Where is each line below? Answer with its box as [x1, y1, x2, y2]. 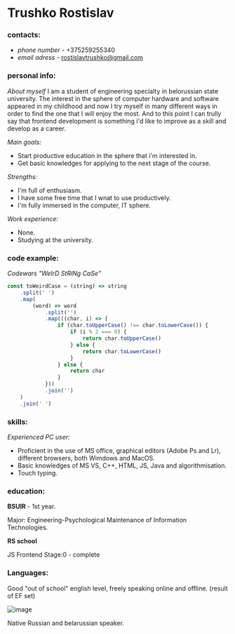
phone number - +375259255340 [17, 46, 116, 54]
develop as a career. [7, 124, 67, 133]
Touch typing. [17, 469, 58, 477]
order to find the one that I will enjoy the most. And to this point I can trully [7, 109, 222, 117]
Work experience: [7, 214, 58, 223]
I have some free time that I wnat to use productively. [17, 193, 171, 202]
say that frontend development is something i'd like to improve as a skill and [7, 117, 227, 125]
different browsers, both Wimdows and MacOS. [17, 454, 156, 462]
